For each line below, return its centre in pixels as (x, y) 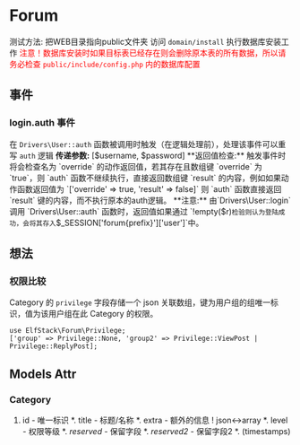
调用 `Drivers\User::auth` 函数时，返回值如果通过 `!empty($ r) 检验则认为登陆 (144, 211)
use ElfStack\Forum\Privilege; (68, 331)
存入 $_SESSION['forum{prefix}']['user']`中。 (123, 222)
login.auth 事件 (43, 123)
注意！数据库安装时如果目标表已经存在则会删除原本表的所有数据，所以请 (153, 52)
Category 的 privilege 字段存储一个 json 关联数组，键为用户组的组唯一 (140, 302)
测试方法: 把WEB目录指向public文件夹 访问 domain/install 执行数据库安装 (146, 41)
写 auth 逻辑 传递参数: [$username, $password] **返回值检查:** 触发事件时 (148, 155)
